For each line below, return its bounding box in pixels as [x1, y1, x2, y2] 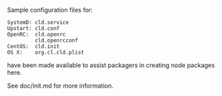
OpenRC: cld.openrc [7, 31, 67, 38]
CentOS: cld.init [7, 43, 60, 50]
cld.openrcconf [34, 37, 78, 44]
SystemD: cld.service [7, 19, 69, 26]
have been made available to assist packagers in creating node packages [7, 61, 215, 69]
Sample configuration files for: [7, 6, 93, 14]
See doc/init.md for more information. [7, 82, 113, 90]
